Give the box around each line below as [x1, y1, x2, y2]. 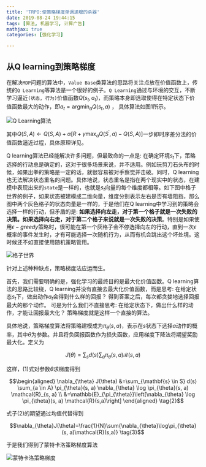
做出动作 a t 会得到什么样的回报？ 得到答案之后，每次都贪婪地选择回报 [26, 292, 200, 302]
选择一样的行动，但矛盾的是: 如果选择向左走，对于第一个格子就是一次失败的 [6, 208, 197, 215]
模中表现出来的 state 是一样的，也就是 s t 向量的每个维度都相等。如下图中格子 [6, 183, 197, 192]
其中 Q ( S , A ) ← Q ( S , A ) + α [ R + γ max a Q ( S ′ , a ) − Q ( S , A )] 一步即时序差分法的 [6, 129, 192, 139]
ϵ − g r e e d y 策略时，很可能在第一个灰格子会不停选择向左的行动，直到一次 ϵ [12, 223, 197, 230]
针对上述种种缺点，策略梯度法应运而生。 [6, 264, 109, 271]
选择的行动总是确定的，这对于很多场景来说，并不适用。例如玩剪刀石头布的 [6, 161, 194, 168]
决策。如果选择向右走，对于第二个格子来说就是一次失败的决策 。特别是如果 [6, 215, 194, 222]
